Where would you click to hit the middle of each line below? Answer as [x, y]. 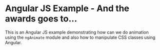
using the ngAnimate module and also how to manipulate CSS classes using [80, 37]
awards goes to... [41, 19]
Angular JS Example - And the [67, 8]
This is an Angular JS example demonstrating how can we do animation [77, 32]
